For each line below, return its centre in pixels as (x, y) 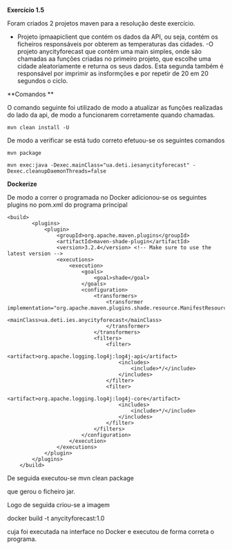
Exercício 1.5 (26, 10)
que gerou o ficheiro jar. (41, 491)
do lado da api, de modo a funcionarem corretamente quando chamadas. (111, 115)
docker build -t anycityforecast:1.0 (56, 518)
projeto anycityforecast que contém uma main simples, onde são (109, 51)
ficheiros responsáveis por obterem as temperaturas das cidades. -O (115, 44)
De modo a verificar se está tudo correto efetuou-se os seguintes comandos (116, 140)
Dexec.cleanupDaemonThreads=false (57, 171)
